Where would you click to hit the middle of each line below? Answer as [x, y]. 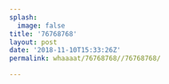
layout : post [33, 42]
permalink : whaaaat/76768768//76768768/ [85, 58]
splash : [24, 17]
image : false [41, 26]
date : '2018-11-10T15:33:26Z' [65, 50]
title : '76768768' [43, 34]
